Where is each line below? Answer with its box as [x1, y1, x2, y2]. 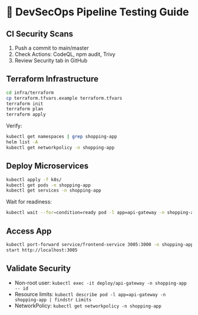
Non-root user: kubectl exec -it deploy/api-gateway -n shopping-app [14, 279, 187, 286]
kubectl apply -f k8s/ [6, 176, 62, 182]
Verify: [6, 122, 22, 129]
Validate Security [6, 264, 71, 274]
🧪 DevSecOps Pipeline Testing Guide [6, 5, 190, 19]
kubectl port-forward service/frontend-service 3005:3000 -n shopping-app [6, 241, 194, 247]
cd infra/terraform [6, 90, 54, 96]
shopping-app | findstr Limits [14, 297, 92, 303]
